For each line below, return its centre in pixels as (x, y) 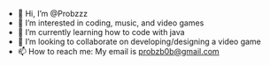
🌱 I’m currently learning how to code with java (101, 32)
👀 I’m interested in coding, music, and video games (111, 23)
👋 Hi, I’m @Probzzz (53, 14)
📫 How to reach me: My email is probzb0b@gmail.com (118, 51)
